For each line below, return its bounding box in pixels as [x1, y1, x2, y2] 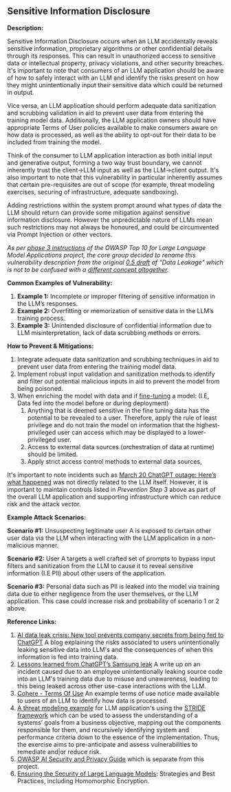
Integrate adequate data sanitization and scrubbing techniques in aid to [16, 355, 219, 363]
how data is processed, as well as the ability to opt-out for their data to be [7, 131, 217, 139]
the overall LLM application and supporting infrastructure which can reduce [7, 493, 221, 501]
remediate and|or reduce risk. [16, 747, 102, 756]
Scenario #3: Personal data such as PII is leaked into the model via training [7, 582, 220, 590]
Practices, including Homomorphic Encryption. [16, 776, 150, 785]
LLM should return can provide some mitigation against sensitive [7, 208, 190, 216]
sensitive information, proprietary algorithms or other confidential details [7, 44, 213, 52]
